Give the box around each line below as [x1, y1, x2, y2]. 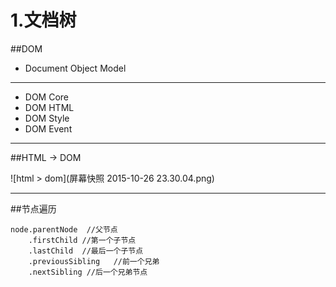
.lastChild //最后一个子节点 [28, 246, 144, 256]
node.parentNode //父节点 [10, 224, 118, 235]
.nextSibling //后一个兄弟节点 [28, 267, 148, 277]
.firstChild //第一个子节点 [28, 235, 137, 245]
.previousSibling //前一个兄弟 [28, 256, 160, 266]
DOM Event [24, 122, 73, 135]
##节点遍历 [10, 202, 57, 215]
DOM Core [24, 91, 70, 103]
